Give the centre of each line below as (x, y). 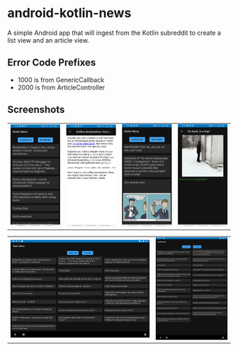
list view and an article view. (49, 40)
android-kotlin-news (69, 13)
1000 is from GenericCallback (61, 80)
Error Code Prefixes (52, 63)
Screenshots (36, 110)
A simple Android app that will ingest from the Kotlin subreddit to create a (114, 33)
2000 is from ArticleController (61, 87)
